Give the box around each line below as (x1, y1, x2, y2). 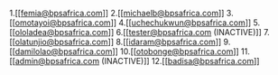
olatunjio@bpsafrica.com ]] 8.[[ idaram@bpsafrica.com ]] (14, 36, 222, 47)
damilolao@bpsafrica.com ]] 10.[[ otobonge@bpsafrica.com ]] (14, 46, 239, 57)
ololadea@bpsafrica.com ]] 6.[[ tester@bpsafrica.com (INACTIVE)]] (14, 27, 262, 37)
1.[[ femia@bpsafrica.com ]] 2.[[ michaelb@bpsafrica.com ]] (9, 8, 225, 18)
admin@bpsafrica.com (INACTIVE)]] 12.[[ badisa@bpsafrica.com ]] (14, 56, 260, 66)
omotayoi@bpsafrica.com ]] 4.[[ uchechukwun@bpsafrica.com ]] (14, 17, 252, 28)
